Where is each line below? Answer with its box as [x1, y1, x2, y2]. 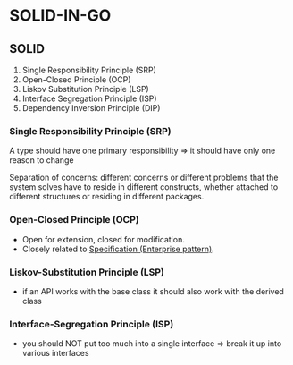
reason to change [9, 155, 74, 166]
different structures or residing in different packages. [9, 191, 205, 202]
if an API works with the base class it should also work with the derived [21, 285, 284, 296]
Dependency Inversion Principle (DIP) [21, 103, 161, 113]
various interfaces [21, 348, 89, 359]
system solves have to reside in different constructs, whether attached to [9, 182, 279, 192]
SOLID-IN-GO [9, 5, 112, 26]
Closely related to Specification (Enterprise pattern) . [21, 243, 214, 254]
